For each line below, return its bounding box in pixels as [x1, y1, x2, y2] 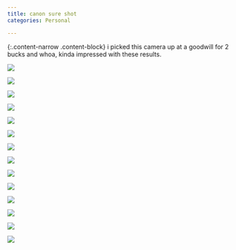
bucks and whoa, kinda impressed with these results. [7, 50, 162, 58]
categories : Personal [7, 17, 71, 24]
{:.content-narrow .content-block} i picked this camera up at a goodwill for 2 [7, 42, 229, 51]
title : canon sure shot [7, 10, 77, 18]
